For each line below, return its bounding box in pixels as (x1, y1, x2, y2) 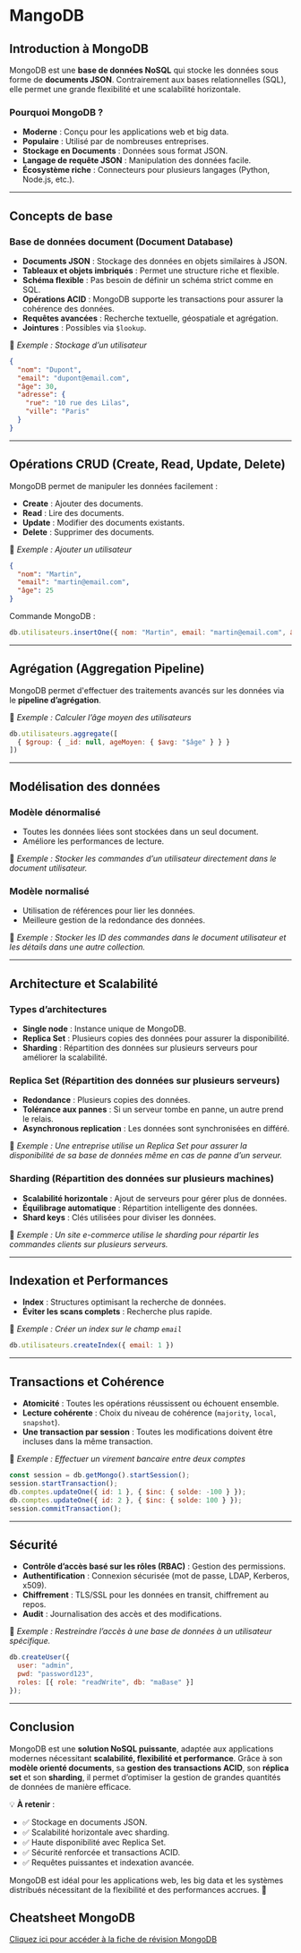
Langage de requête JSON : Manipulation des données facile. (21, 155, 252, 166)
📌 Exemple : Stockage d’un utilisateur (9, 340, 148, 350)
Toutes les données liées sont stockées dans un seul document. (21, 826, 259, 838)
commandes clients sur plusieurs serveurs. (9, 1238, 168, 1250)
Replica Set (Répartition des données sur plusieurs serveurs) (9, 1074, 280, 1087)
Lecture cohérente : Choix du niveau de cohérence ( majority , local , (21, 1407, 277, 1418)
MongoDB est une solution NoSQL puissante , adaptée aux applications (9, 1743, 274, 1754)
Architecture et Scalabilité (9, 976, 159, 991)
